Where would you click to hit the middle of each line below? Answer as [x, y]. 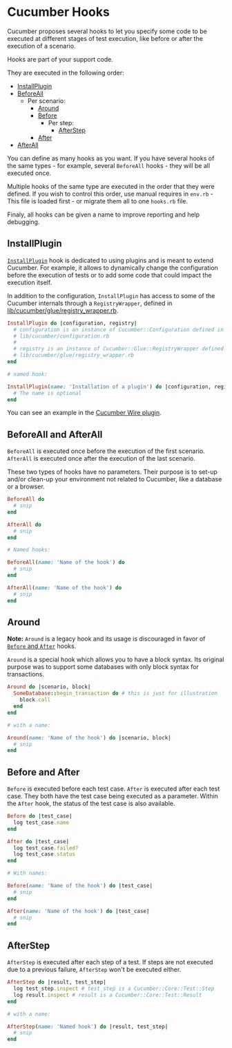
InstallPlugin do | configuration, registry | [72, 323]
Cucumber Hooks [59, 12]
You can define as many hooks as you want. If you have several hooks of [111, 158]
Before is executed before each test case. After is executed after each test [114, 789]
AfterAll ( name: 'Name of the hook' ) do [65, 588]
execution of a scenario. [41, 46]
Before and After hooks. [42, 646]
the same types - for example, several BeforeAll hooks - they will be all [109, 165]
